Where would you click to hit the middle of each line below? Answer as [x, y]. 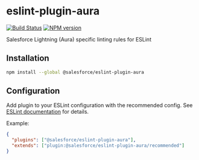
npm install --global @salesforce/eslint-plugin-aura [75, 72]
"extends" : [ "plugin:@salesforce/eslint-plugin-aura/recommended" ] [98, 146]
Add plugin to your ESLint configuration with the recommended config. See [99, 105]
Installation [28, 58]
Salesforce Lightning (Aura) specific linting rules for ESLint [79, 39]
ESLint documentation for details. [48, 112]
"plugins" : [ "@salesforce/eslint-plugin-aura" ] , [74, 140]
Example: [18, 123]
